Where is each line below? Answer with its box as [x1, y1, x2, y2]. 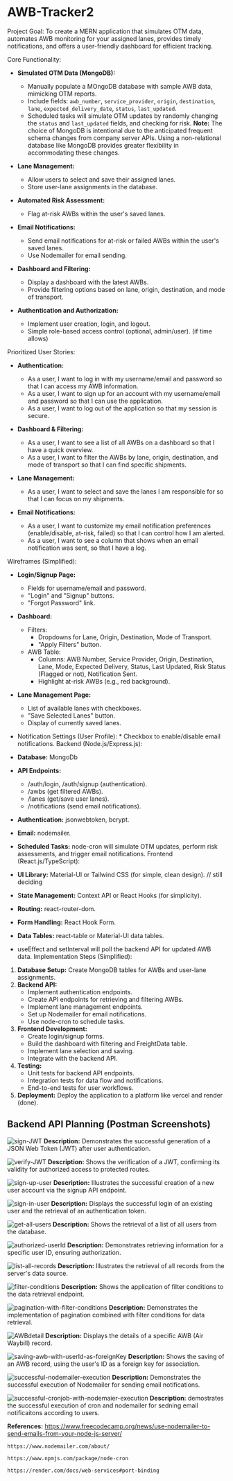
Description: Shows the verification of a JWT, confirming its [47, 1157, 221, 1166]
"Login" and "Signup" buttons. [27, 591, 114, 600]
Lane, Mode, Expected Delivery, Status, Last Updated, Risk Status [37, 662, 226, 670]
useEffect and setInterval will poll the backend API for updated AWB [17, 944, 212, 953]
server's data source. [7, 1269, 68, 1277]
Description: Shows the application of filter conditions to [61, 1282, 224, 1290]
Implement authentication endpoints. [27, 987, 133, 996]
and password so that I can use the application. [27, 397, 163, 405]
